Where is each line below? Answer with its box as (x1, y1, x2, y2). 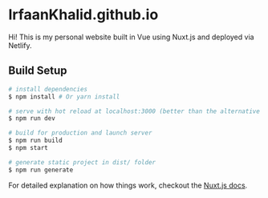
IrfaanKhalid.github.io (8, 6, 159, 24)
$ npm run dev (8, 115, 56, 123)
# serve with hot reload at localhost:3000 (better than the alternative (8, 107, 261, 115)
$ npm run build (8, 136, 63, 145)
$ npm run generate (8, 166, 74, 174)
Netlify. (8, 40, 32, 50)
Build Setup (8, 64, 67, 78)
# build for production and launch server (8, 129, 152, 137)
